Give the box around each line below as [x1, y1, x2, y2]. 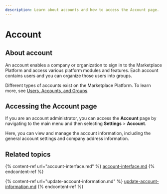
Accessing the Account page [5, 102, 97, 110]
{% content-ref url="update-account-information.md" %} [5, 178, 123, 184]
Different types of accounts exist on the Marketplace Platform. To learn [5, 82, 151, 88]
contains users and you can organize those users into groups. [5, 72, 132, 78]
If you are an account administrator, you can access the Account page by [5, 115, 157, 121]
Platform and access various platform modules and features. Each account [5, 67, 159, 73]
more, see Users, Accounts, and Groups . [5, 87, 89, 93]
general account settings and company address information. [5, 135, 130, 141]
